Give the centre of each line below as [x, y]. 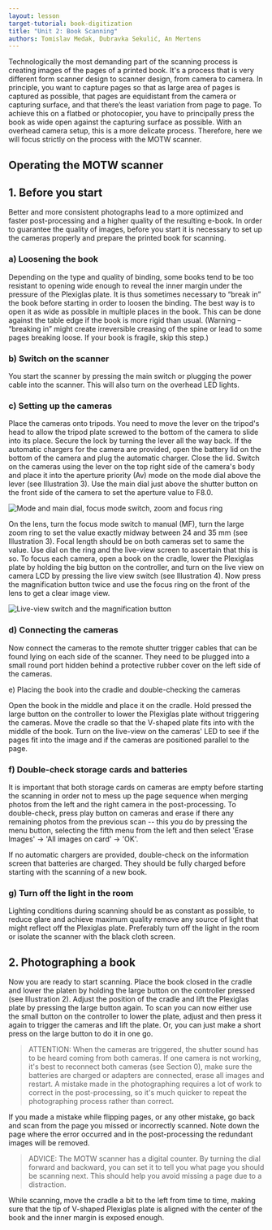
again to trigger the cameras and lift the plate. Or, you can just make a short [135, 1025]
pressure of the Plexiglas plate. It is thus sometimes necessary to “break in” [135, 294]
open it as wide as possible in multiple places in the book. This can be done [135, 311]
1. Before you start [56, 193]
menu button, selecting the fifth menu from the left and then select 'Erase [131, 830]
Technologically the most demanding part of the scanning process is [123, 62]
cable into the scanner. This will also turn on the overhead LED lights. [124, 385]
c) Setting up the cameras [60, 406]
